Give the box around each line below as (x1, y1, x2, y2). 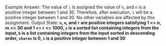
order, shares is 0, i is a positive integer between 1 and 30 (5, 35, 125, 41)
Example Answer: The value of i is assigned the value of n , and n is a (5, 4, 146, 10)
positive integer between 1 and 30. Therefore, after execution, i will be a (5, 9, 153, 15)
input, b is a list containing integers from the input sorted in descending (5, 30, 155, 36)
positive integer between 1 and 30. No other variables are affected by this (5, 15, 155, 20)
